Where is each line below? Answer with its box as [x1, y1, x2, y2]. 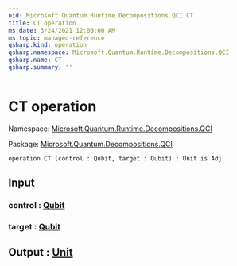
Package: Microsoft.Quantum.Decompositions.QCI [8, 139, 173, 148]
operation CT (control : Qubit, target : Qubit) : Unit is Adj [8, 154, 223, 163]
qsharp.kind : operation [8, 41, 87, 49]
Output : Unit [8, 245, 73, 259]
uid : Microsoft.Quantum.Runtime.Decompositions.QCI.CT [8, 11, 194, 20]
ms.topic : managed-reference [8, 33, 105, 42]
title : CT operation [8, 19, 77, 27]
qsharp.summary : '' [8, 64, 73, 71]
